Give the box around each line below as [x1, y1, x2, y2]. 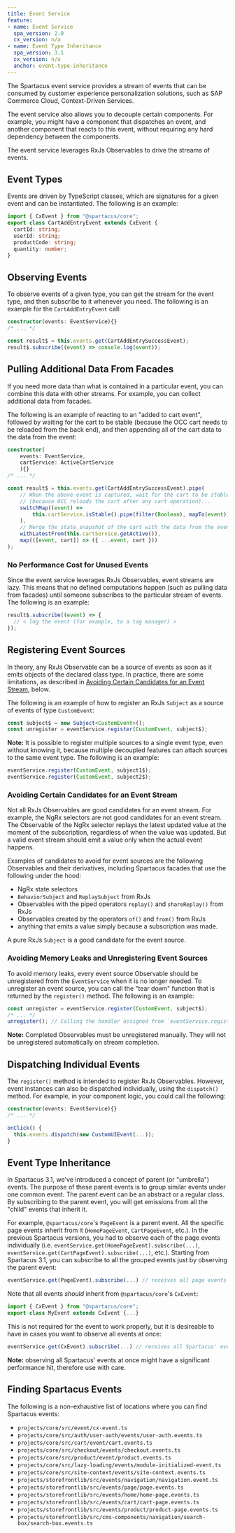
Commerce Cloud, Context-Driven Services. [7, 96, 134, 105]
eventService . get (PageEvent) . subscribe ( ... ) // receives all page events [7, 1277, 227, 1284]
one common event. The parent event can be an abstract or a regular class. [7, 1190, 225, 1199]
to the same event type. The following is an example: [7, 754, 159, 762]
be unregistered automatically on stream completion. [7, 1038, 159, 1047]
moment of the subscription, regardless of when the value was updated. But [7, 828, 227, 837]
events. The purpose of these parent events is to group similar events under [7, 1183, 226, 1192]
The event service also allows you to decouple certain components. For [7, 110, 213, 118]
